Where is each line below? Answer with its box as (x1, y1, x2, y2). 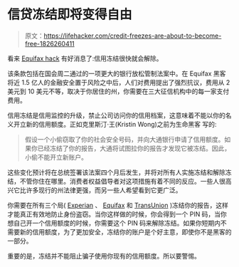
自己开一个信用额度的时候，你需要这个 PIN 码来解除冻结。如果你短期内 (13, 219, 221, 227)
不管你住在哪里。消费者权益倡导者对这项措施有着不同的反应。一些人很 (19, 177, 225, 185)
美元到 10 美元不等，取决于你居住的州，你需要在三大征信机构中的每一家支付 (7, 87, 230, 95)
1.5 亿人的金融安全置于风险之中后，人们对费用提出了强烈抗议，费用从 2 (21, 78, 230, 86)
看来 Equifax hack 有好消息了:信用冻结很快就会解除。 (7, 54, 163, 63)
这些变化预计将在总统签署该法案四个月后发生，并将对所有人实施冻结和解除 (7, 168, 225, 177)
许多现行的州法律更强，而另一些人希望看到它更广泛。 (26, 186, 182, 194)
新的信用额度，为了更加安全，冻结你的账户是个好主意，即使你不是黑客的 (19, 227, 232, 236)
